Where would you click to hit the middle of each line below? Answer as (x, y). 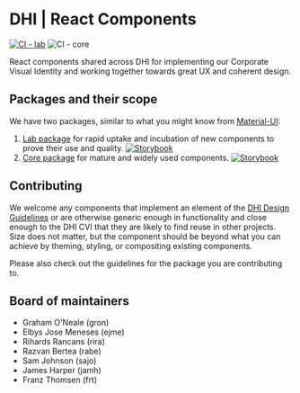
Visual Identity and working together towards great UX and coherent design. (150, 71)
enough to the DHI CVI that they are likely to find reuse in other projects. (143, 227)
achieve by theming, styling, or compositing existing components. (131, 246)
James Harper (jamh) (62, 371)
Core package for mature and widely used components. (125, 157)
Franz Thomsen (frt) (59, 380)
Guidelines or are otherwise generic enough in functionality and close (138, 217)
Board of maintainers (70, 301)
